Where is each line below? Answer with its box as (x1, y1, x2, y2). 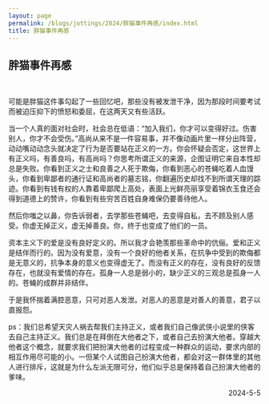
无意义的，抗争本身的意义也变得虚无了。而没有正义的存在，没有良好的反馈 (14, 258, 261, 268)
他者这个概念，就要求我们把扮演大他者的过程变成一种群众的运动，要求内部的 (8, 342, 261, 352)
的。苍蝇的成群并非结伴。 (8, 278, 93, 288)
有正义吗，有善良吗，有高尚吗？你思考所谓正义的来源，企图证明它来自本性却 (8, 154, 261, 164)
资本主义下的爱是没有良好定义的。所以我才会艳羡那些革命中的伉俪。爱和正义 (8, 238, 261, 248)
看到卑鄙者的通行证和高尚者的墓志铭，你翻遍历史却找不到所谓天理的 (29, 174, 254, 184)
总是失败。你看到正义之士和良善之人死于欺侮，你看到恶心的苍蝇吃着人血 (8, 164, 247, 173)
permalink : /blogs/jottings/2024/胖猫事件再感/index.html (8, 19, 199, 27)
